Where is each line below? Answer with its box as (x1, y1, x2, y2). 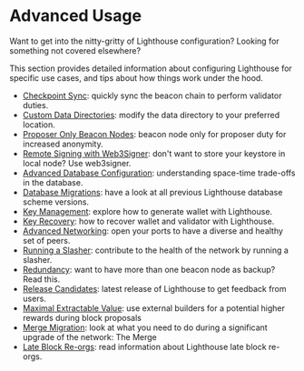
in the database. (22, 176, 83, 187)
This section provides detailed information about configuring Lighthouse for (9, 63, 292, 74)
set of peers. (22, 235, 71, 246)
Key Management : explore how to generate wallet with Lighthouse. (22, 206, 273, 216)
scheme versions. (22, 196, 89, 207)
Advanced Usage (9, 5, 142, 26)
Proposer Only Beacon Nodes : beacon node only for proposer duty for (22, 128, 287, 139)
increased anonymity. (22, 138, 103, 149)
